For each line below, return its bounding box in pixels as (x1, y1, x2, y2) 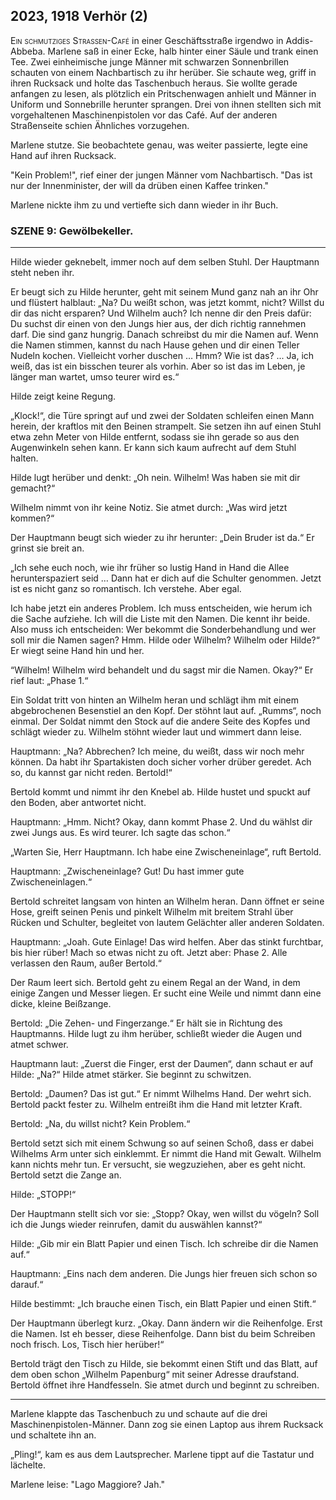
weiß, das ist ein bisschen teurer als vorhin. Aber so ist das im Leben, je (10, 360, 306, 373)
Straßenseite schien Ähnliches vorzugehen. (10, 119, 190, 131)
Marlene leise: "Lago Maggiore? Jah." (10, 1479, 165, 1491)
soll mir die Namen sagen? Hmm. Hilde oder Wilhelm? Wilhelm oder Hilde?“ (10, 634, 320, 646)
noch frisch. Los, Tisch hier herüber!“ (10, 1339, 165, 1351)
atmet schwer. (10, 1039, 69, 1051)
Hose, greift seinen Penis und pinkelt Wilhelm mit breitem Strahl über (10, 906, 294, 918)
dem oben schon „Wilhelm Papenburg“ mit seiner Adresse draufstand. (10, 1369, 300, 1381)
